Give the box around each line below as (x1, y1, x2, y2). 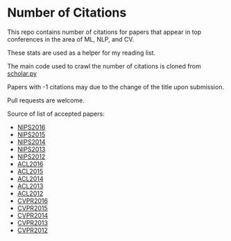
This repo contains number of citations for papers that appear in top (7, 28, 202, 36)
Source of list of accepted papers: (7, 109, 105, 118)
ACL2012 (17, 189, 44, 197)
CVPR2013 (17, 218, 49, 226)
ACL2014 (17, 175, 44, 183)
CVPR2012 (17, 226, 49, 234)
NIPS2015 (17, 130, 46, 139)
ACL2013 (17, 181, 44, 190)
